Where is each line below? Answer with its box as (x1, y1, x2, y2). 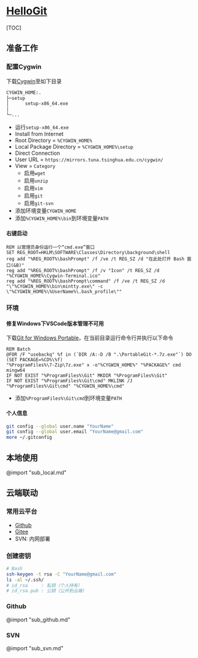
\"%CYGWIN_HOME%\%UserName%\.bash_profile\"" (6, 289, 122, 295)
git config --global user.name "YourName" (6, 423, 114, 429)
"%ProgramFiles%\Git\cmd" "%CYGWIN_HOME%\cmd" (6, 383, 125, 390)
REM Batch (6, 346, 31, 353)
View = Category (14, 163, 56, 169)
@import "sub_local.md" (6, 468, 67, 476)
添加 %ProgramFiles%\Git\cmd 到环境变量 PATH (14, 394, 122, 402)
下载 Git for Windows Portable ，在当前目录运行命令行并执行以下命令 (6, 334, 174, 341)
